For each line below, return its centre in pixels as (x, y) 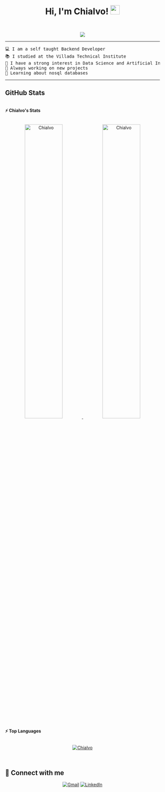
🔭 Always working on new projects (47, 68)
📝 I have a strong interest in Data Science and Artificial (79, 63)
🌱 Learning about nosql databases (47, 73)
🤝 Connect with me (35, 773)
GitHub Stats (25, 93)
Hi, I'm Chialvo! (77, 12)
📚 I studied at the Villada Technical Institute (66, 56)
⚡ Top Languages (23, 731)
